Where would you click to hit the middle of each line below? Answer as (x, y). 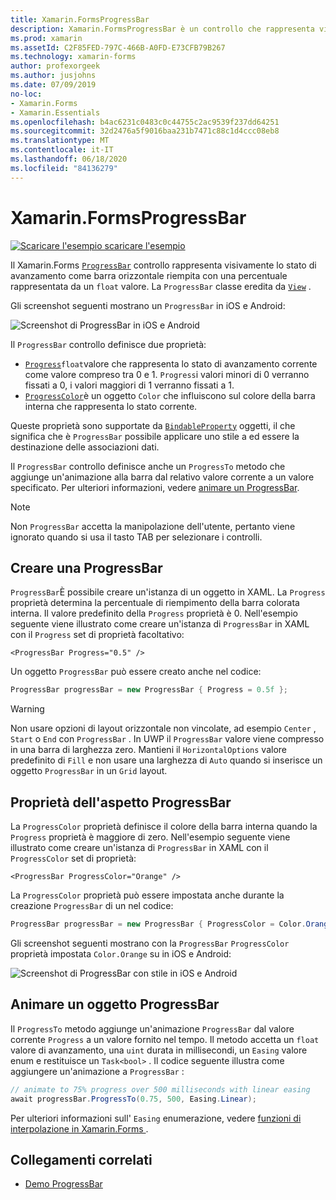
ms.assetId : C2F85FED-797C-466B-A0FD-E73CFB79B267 (118, 47)
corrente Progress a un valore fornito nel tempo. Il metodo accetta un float (165, 1039)
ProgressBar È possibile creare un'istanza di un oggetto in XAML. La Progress (168, 592)
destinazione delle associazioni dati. (85, 447)
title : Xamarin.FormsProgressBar (80, 19)
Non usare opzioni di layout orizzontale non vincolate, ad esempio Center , (163, 728)
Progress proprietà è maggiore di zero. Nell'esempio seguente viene (150, 837)
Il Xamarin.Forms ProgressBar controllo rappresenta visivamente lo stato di (163, 265)
